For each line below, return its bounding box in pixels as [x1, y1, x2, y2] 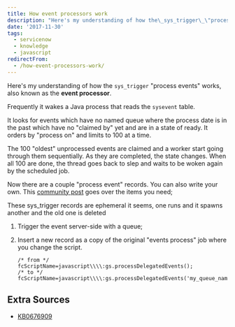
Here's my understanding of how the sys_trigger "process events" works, [7, 81, 222, 89]
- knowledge [13, 43, 49, 50]
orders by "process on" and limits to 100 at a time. [7, 131, 152, 139]
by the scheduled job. [7, 166, 70, 175]
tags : [7, 29, 23, 37]
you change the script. [17, 242, 83, 252]
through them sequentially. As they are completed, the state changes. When [7, 152, 227, 160]
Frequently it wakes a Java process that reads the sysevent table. [7, 102, 196, 110]
